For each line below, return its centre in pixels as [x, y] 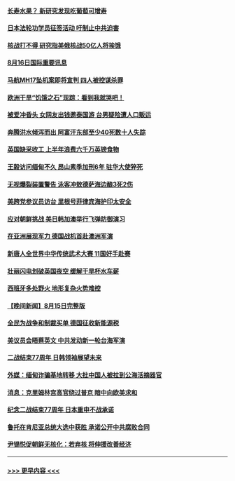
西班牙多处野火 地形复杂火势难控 [54, 288]
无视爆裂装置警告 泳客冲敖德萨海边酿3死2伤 [70, 184]
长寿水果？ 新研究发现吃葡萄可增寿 [57, 11]
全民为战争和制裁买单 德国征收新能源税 [63, 323]
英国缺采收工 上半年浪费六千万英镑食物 [63, 149]
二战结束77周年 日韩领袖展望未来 [55, 358]
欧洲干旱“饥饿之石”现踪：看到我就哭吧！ [66, 97]
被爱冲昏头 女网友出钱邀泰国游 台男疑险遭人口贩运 [79, 115]
